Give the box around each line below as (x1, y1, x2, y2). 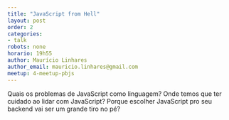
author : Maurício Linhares (7, 57, 87, 64)
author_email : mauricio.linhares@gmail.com (7, 63, 139, 70)
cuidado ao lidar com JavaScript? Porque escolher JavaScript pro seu (7, 97, 212, 105)
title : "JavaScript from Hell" (7, 10, 100, 18)
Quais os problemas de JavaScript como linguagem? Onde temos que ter (7, 89, 222, 98)
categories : (7, 30, 43, 38)
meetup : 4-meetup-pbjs (7, 70, 75, 77)
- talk (7, 37, 27, 44)
